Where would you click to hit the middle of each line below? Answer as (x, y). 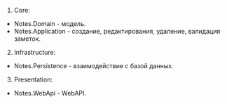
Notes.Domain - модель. (50, 24)
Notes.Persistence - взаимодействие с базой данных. (94, 66)
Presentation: (33, 79)
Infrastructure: (35, 52)
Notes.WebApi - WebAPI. (50, 93)
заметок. (27, 39)
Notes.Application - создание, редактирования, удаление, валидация (117, 31)
